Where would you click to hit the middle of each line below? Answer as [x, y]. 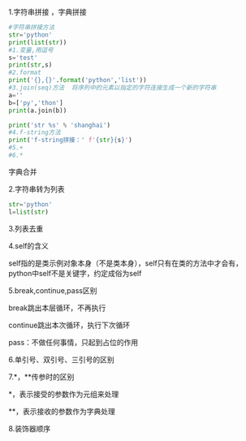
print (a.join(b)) [38, 110]
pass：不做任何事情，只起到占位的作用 [73, 342]
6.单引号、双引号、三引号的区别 [62, 359]
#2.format [25, 73]
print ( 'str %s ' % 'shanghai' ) [60, 125]
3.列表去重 [26, 228]
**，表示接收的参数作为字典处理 [62, 411]
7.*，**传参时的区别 [41, 377]
